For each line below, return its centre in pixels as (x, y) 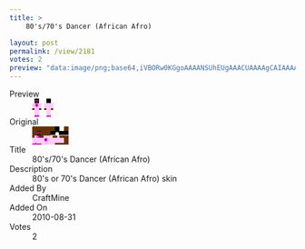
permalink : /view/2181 (52, 51)
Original (24, 122)
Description (31, 169)
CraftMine (51, 198)
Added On (29, 207)
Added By (28, 188)
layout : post (34, 43)
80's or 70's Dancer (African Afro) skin (105, 179)
